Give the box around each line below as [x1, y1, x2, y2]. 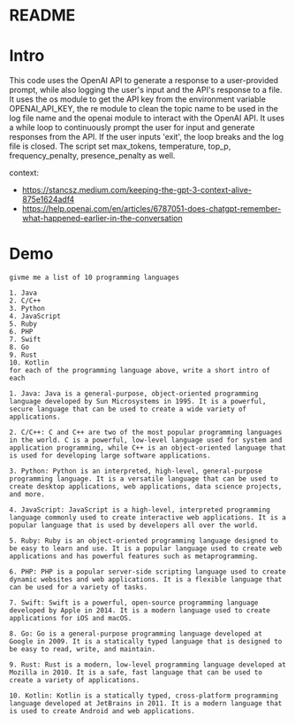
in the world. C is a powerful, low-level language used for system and [9, 435, 283, 445]
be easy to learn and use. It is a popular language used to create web [9, 544, 283, 553]
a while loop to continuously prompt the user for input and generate [9, 122, 255, 133]
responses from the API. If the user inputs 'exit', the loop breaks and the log [9, 132, 284, 142]
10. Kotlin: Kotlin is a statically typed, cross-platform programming [9, 691, 278, 700]
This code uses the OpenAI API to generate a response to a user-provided [9, 75, 279, 86]
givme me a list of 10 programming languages [9, 273, 179, 282]
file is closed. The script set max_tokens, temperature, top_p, [9, 141, 231, 151]
